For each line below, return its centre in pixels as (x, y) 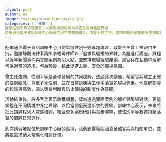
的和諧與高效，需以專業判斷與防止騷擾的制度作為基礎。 (61, 89)
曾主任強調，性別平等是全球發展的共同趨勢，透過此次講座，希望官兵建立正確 (83, 76)
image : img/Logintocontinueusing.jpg (44, 19)
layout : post (19, 10)
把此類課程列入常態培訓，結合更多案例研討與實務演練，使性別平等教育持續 (81, 112)
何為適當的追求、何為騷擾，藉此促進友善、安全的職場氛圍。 (66, 66)
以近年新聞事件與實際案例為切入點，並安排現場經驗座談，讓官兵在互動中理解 (83, 60)
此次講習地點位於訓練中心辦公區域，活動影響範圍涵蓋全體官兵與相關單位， (81, 128)
